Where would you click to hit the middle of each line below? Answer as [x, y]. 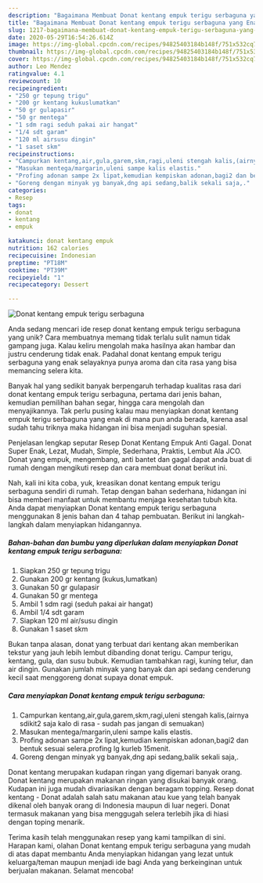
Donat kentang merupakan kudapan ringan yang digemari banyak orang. [125, 772]
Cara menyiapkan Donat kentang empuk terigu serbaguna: [107, 696]
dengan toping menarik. [47, 822]
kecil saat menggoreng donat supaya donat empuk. [91, 678]
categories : [27, 190]
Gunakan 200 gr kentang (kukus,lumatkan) [88, 579]
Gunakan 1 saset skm [54, 629]
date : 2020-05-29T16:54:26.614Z [61, 37]
